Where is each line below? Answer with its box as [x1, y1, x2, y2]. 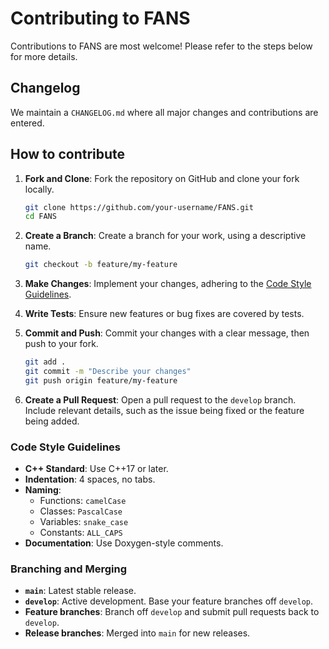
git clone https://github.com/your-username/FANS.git [24, 202, 254, 212]
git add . [24, 357, 67, 367]
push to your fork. [24, 338, 99, 350]
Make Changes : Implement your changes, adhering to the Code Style [24, 278, 312, 290]
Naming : [24, 484, 62, 496]
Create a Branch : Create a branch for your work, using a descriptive [24, 230, 307, 242]
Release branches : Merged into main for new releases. [24, 627, 251, 639]
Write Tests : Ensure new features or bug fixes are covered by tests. [24, 308, 305, 320]
